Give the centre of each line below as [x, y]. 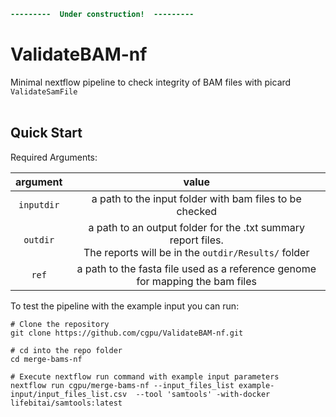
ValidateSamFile [44, 91]
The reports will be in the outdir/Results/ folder [196, 252]
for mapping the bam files [196, 281]
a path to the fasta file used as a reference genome [196, 268]
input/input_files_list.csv [69, 394]
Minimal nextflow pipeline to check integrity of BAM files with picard [151, 82]
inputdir [39, 204]
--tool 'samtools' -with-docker [203, 394]
